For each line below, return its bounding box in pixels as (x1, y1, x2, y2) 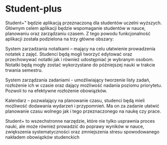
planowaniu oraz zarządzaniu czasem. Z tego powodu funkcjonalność (5, 30, 151, 36)
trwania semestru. (5, 67, 43, 73)
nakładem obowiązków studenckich (5, 134, 80, 140)
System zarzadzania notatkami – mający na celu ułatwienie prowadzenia (5, 45, 155, 52)
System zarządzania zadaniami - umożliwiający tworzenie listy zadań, (5, 77, 150, 83)
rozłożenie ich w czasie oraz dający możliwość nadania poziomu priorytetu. (5, 82, 162, 88)
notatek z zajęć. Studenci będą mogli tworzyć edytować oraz (5, 51, 133, 57)
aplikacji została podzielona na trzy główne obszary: (5, 36, 114, 42)
